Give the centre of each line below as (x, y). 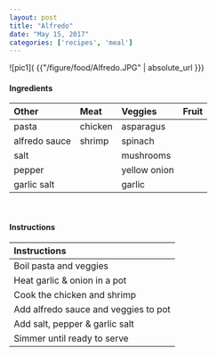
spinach (138, 141)
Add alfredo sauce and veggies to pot (92, 309)
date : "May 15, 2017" (49, 34)
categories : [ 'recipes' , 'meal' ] (71, 42)
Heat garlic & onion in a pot (70, 280)
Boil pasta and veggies (61, 266)
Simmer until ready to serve (71, 338)
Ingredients (31, 88)
